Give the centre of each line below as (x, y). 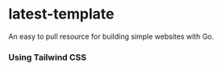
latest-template (61, 14)
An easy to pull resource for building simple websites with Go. (111, 36)
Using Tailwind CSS (48, 57)
